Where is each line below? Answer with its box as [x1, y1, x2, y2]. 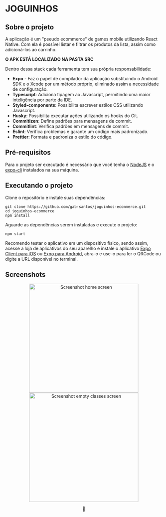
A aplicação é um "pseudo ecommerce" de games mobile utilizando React [5, 36, 158, 42]
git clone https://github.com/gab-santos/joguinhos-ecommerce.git [5, 204, 146, 209]
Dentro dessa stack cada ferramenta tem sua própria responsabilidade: [5, 66, 152, 72]
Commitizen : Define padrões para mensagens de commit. [12, 118, 132, 124]
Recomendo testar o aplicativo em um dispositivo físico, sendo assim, [5, 240, 149, 246]
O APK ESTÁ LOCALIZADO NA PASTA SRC [5, 56, 94, 62]
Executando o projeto [5, 181, 73, 190]
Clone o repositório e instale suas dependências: [5, 194, 106, 200]
